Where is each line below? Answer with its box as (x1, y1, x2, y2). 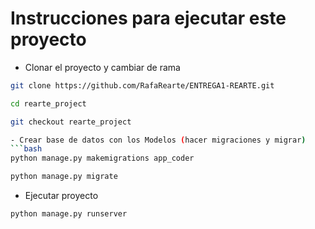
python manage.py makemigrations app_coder (10, 153, 195, 164)
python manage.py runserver (10, 209, 128, 219)
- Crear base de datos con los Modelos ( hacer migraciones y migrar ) (10, 135, 307, 145)
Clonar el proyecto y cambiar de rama (24, 61, 181, 73)
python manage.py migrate (10, 172, 118, 182)
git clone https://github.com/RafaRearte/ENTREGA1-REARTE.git (10, 80, 275, 91)
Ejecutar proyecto (24, 190, 99, 202)
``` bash (10, 144, 43, 154)
